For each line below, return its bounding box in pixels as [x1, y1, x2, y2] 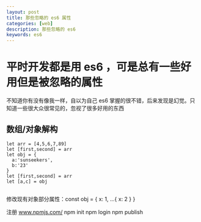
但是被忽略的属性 [17, 75, 103, 90]
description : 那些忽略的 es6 [6, 26, 76, 33]
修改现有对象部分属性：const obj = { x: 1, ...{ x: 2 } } [6, 195, 136, 202]
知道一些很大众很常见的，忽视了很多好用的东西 [6, 105, 124, 112]
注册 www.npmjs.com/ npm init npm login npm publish [6, 208, 144, 215]
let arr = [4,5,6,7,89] [6, 140, 67, 147]
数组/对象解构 [6, 124, 58, 135]
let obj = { [6, 151, 37, 158]
